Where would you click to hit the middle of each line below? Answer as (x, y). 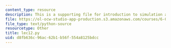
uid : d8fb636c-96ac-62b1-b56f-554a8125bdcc (52, 38)
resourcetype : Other (27, 28)
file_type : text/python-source (38, 24)
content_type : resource (31, 10)
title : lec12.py (22, 33)
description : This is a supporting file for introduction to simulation (84, 14)
